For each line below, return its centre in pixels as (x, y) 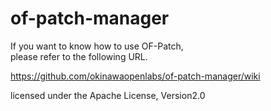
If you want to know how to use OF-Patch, (97, 46)
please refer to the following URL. (79, 56)
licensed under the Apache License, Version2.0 (108, 95)
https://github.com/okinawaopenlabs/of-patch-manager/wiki (135, 76)
